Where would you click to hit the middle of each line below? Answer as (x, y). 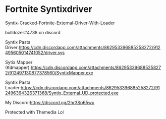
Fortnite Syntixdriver (49, 9)
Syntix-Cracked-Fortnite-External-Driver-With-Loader (60, 23)
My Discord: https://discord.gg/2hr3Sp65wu (50, 102)
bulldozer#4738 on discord (33, 32)
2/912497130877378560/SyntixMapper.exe (49, 72)
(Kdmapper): (18, 67)
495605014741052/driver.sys (35, 53)
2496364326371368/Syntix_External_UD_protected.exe (62, 93)
